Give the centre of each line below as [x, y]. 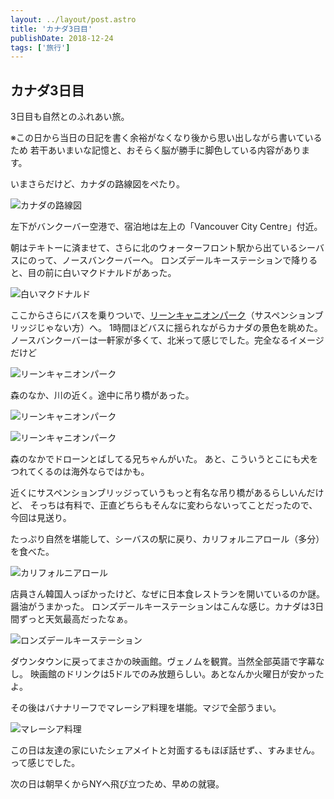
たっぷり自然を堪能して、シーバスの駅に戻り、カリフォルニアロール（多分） [167, 539]
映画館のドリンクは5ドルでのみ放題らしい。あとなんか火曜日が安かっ [172, 674]
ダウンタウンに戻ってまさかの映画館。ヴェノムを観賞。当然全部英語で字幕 [163, 662]
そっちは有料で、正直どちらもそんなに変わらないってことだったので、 [173, 505]
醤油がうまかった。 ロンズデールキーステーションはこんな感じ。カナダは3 [163, 607]
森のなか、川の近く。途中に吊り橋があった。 [102, 395]
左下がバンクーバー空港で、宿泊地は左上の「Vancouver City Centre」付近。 [166, 227]
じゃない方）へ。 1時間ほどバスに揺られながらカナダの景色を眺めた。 [179, 328]
